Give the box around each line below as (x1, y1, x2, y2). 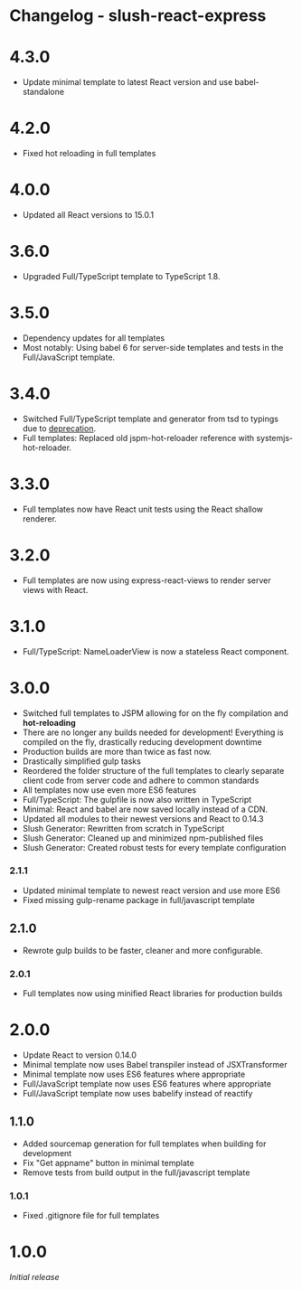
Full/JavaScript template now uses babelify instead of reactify (22, 1088, 253, 1098)
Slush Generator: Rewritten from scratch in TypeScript (22, 823, 224, 833)
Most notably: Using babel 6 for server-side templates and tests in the (22, 342, 284, 353)
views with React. (22, 584, 89, 595)
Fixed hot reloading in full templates (22, 148, 156, 159)
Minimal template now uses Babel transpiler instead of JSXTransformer (22, 1059, 288, 1069)
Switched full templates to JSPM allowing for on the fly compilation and (22, 707, 289, 719)
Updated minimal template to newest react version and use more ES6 (22, 885, 280, 896)
